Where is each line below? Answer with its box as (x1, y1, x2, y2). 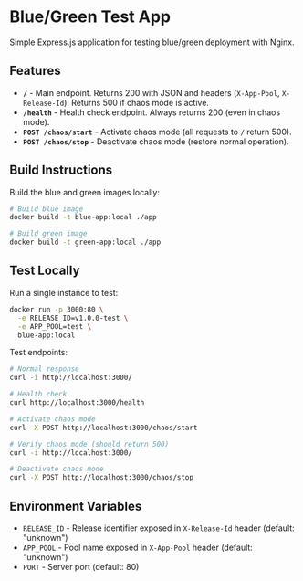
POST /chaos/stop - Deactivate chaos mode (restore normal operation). (22, 135, 289, 147)
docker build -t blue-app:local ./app (9, 213, 157, 222)
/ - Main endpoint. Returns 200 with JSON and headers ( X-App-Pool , (22, 87, 280, 98)
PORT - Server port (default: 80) (22, 561, 140, 572)
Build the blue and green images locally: (9, 186, 160, 197)
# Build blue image (9, 204, 84, 214)
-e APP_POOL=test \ (17, 322, 92, 331)
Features (9, 63, 61, 79)
